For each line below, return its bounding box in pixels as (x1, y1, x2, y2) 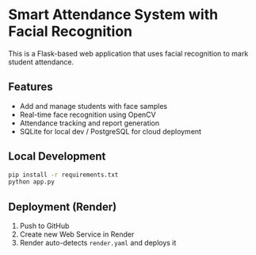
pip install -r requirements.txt (8, 171, 119, 179)
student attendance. (8, 57, 74, 67)
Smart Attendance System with (8, 6, 219, 24)
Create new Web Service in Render (19, 230, 135, 239)
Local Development (8, 149, 106, 164)
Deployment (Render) (8, 200, 117, 214)
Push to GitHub (19, 221, 70, 231)
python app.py (8, 178, 55, 186)
